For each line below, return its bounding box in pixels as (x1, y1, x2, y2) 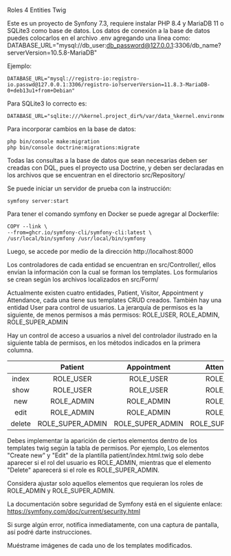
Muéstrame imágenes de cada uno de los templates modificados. (7, 542, 192, 549)
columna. (7, 346, 34, 354)
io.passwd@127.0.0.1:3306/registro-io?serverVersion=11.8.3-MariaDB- (7, 81, 211, 88)
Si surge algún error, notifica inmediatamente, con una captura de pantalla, (7, 521, 219, 528)
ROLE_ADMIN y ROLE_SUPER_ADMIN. (7, 486, 115, 495)
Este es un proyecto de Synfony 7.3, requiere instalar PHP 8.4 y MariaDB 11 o (7, 19, 224, 27)
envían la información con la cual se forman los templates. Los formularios (7, 268, 218, 276)
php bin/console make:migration (7, 138, 100, 145)
